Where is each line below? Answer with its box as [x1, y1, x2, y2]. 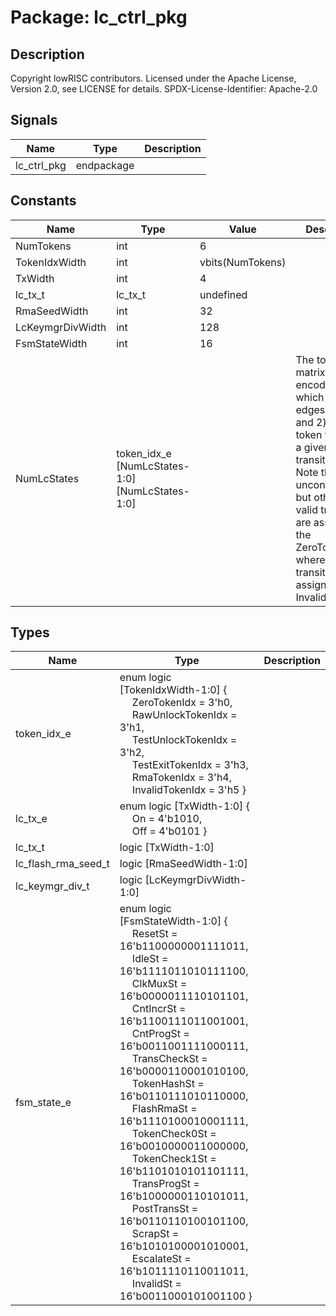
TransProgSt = [131, 1177, 200, 1191]
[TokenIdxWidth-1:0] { [119, 683, 228, 697]
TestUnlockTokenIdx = [131, 733, 238, 747]
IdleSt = [131, 952, 169, 966]
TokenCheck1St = [131, 1152, 217, 1166]
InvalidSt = [131, 1277, 182, 1291]
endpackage [75, 158, 135, 172]
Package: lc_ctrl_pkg [10, 6, 188, 29]
